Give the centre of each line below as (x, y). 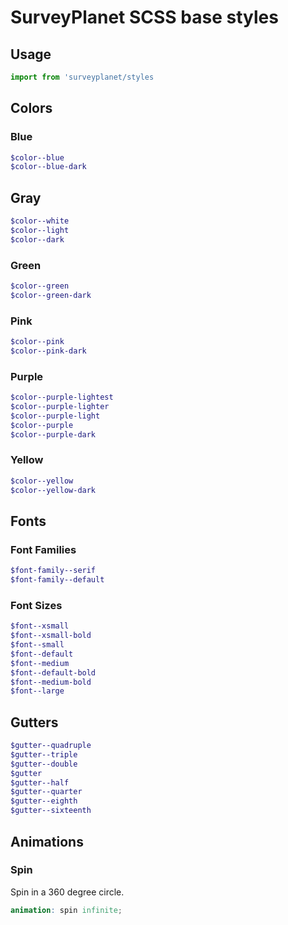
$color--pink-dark (48, 351)
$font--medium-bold (51, 682)
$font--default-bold (53, 672)
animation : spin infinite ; (66, 910)
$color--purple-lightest (62, 397)
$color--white (40, 221)
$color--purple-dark (53, 434)
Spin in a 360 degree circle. (67, 892)
